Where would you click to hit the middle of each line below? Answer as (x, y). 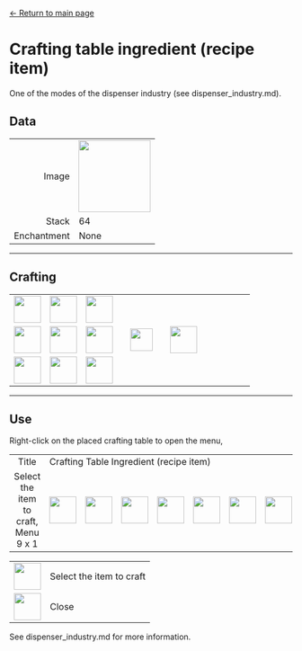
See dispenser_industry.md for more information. (100, 637)
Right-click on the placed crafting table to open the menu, (116, 441)
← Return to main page (52, 13)
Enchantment (42, 236)
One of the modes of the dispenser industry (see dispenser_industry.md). (145, 93)
